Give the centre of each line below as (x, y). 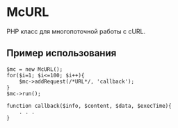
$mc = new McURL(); (35, 69)
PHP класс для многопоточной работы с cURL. (76, 31)
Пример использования (62, 53)
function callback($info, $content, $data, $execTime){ (89, 106)
